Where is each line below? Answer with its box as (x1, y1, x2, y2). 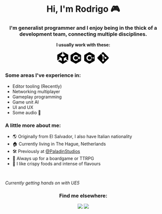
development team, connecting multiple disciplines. (19, 31, 148, 38)
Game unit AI (12, 99, 39, 105)
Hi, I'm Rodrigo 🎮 (46, 3, 120, 15)
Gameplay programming (12, 94, 62, 100)
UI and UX (12, 104, 34, 110)
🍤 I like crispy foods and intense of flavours (12, 161, 101, 167)
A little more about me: (5, 122, 61, 129)
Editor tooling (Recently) (12, 83, 62, 89)
